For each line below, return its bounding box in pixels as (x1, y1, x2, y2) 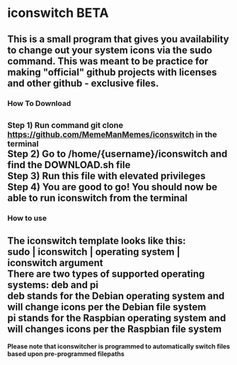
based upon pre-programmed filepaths (7, 349, 125, 358)
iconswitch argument (7, 257, 104, 269)
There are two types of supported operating (7, 268, 205, 280)
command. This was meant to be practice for (7, 55, 209, 67)
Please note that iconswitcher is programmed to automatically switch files (7, 342, 231, 350)
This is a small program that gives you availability (7, 33, 229, 45)
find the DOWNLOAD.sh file (7, 159, 131, 171)
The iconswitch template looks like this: (7, 235, 186, 247)
